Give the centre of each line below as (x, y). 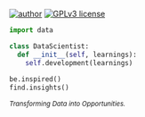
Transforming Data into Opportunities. (68, 104)
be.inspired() (36, 79)
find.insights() (39, 88)
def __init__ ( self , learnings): (77, 54)
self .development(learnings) (79, 63)
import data (31, 30)
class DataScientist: (49, 46)
